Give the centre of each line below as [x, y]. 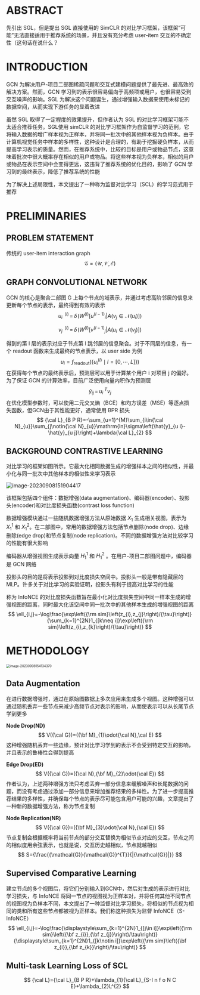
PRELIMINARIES [46, 216]
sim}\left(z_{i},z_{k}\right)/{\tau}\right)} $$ [100, 627]
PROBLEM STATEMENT [50, 238]
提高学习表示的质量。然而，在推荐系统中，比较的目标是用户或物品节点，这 [97, 149]
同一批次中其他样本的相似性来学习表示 [69, 474]
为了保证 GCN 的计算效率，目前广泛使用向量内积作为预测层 [79, 381]
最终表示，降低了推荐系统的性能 [61, 171]
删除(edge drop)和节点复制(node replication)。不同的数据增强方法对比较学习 [100, 535]
